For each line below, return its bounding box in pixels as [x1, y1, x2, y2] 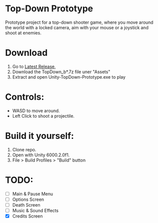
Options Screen [12, 196, 44, 202]
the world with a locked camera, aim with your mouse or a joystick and [5, 24, 149, 30]
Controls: [5, 91, 44, 103]
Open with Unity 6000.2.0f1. [12, 152, 70, 158]
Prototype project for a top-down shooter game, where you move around [5, 19, 154, 25]
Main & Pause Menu [12, 191, 53, 197]
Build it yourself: [5, 131, 74, 141]
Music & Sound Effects [12, 207, 59, 213]
